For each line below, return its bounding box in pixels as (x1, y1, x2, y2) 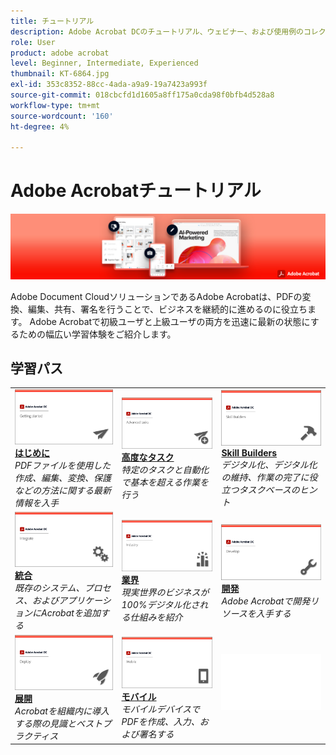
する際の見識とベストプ (14, 717, 112, 729)
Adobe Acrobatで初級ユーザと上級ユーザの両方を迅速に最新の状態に (29, 315, 311, 327)
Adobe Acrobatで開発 (221, 595, 311, 607)
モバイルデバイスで (121, 703, 201, 715)
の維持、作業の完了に (221, 471, 310, 484)
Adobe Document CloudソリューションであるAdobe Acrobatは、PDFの (10, 290, 303, 302)
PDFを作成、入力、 (121, 715, 200, 727)
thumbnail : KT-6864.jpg (10, 69, 110, 79)
